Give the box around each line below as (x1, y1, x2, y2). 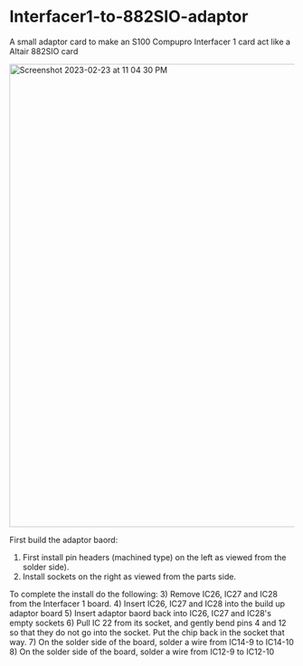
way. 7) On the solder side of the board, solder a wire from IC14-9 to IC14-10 (9, 636, 294, 647)
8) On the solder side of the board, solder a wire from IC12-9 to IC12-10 (9, 646, 275, 657)
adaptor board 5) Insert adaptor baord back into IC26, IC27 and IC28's (9, 607, 271, 618)
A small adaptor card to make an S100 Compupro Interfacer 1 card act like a (9, 36, 291, 47)
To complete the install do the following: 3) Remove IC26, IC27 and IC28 (9, 588, 279, 599)
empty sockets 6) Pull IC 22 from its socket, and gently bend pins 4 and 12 (9, 617, 287, 628)
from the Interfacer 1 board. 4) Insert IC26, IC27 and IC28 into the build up (9, 598, 286, 609)
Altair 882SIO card (9, 45, 79, 56)
